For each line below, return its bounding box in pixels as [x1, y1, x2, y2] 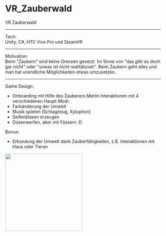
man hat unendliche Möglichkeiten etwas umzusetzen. [5, 69, 116, 75]
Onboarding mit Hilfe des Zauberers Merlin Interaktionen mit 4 [12, 93, 139, 99]
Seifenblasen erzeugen [12, 114, 60, 119]
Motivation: [5, 53, 28, 59]
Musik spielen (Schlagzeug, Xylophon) [12, 109, 91, 115]
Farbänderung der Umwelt [12, 103, 67, 109]
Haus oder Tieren [12, 143, 48, 149]
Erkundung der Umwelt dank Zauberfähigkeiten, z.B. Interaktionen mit [12, 138, 155, 144]
